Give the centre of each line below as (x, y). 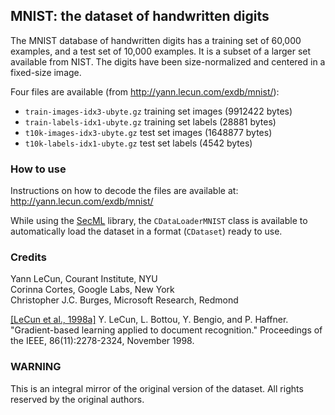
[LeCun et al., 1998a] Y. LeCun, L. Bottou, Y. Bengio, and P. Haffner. (149, 320)
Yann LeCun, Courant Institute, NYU (84, 279)
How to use (38, 169)
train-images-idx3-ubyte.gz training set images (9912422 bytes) (158, 111)
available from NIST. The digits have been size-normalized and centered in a (168, 61)
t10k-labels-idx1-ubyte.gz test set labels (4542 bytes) (138, 143)
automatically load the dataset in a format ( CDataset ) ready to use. (146, 231)
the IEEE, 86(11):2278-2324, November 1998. (102, 341)
